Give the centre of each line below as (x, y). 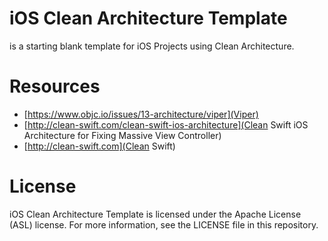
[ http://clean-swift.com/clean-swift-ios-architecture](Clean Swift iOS (166, 124)
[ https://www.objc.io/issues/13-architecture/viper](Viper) (141, 114)
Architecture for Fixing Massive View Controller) (122, 135)
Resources (55, 86)
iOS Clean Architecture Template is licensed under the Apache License (155, 214)
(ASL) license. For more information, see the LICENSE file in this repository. (164, 224)
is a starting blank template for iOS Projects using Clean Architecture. (152, 46)
